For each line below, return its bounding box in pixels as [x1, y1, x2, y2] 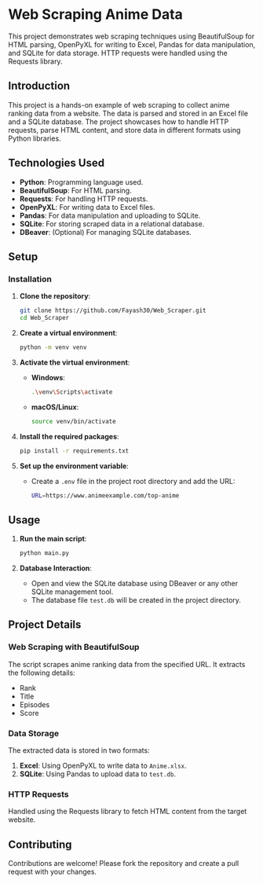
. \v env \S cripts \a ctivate [31, 387, 113, 396]
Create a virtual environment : [19, 328, 118, 337]
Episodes [19, 699, 50, 709]
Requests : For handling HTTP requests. [19, 194, 148, 204]
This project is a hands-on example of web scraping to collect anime [8, 100, 230, 109]
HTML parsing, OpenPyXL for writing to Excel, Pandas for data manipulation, [8, 39, 256, 49]
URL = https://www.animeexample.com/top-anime [31, 491, 180, 500]
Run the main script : [19, 534, 87, 544]
